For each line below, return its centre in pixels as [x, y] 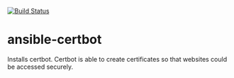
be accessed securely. [40, 67]
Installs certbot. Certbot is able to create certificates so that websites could [117, 59]
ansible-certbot [55, 40]
